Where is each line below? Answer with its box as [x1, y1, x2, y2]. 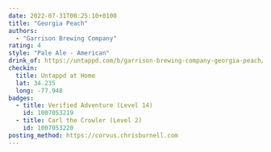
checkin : [8, 64, 38, 72]
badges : [8, 94, 35, 102]
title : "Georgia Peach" [8, 19, 89, 27]
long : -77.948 [15, 86, 63, 95]
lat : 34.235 [15, 79, 56, 87]
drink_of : [8, 57, 42, 65]
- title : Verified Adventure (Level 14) [15, 101, 153, 109]
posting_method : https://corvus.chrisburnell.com [8, 131, 179, 139]
